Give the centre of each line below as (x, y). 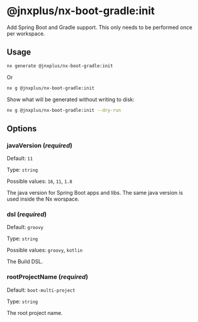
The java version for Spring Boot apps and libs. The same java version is (95, 193)
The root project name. (35, 313)
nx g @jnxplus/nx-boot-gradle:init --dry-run (64, 110)
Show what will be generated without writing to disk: (71, 99)
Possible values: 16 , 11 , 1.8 (40, 181)
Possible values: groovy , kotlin (45, 250)
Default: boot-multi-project (41, 290)
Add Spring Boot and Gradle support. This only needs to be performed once (100, 27)
